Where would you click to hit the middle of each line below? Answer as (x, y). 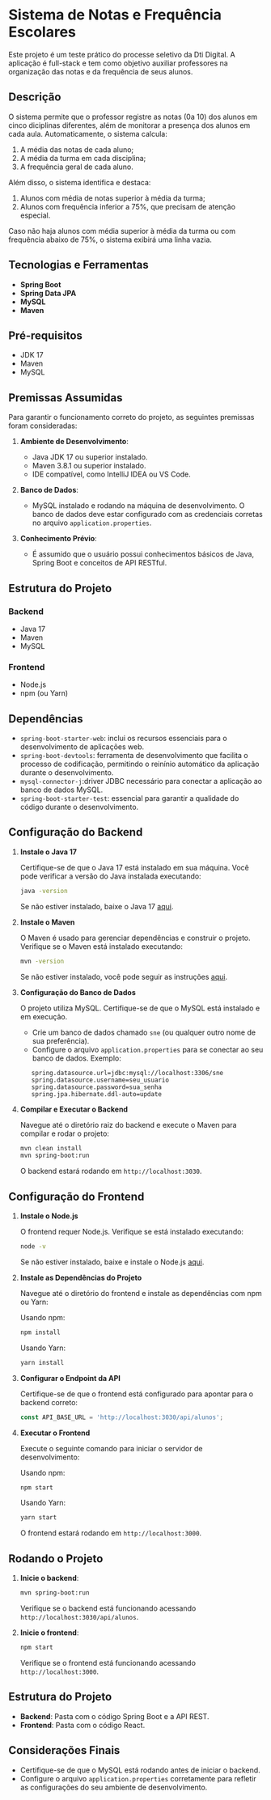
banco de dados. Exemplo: (76, 1058)
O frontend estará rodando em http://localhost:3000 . (111, 1533)
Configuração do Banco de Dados (78, 992)
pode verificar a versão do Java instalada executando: (110, 876)
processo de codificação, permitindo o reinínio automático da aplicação (140, 764)
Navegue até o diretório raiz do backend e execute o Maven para (128, 1124)
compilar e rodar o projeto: (64, 1133)
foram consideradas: (43, 426)
